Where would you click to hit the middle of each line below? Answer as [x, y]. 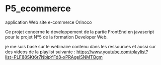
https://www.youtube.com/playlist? [112, 52]
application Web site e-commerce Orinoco [48, 22]
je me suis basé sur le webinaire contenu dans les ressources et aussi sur [80, 46]
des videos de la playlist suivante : [40, 52]
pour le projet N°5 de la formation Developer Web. [56, 37]
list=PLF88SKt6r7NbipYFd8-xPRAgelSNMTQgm [54, 57]
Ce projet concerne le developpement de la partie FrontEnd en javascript [80, 32]
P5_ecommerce [38, 9]
